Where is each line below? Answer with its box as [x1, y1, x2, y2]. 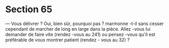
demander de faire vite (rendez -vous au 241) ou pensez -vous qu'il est [5, 31, 156, 37]
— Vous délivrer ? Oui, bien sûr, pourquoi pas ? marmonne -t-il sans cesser [5, 20, 164, 27]
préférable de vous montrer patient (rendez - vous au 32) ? [5, 37, 130, 43]
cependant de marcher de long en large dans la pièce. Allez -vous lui [5, 26, 151, 32]
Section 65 [5, 4, 53, 15]
